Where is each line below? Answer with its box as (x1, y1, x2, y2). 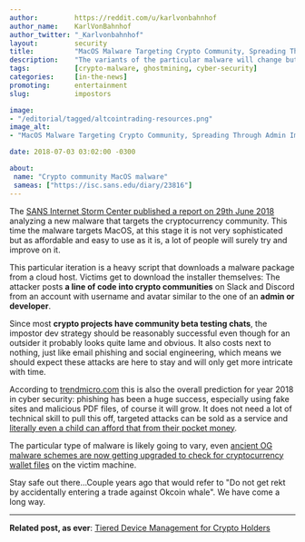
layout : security (9, 38, 107, 48)
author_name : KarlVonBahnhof (9, 22, 132, 31)
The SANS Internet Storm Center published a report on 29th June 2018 (9, 205, 275, 216)
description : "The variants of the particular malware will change (9, 55, 282, 64)
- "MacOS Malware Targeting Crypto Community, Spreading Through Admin (9, 131, 286, 141)
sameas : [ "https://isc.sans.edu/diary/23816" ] (13, 181, 193, 190)
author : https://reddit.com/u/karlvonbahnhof (9, 13, 218, 23)
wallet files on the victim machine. (9, 459, 137, 470)
